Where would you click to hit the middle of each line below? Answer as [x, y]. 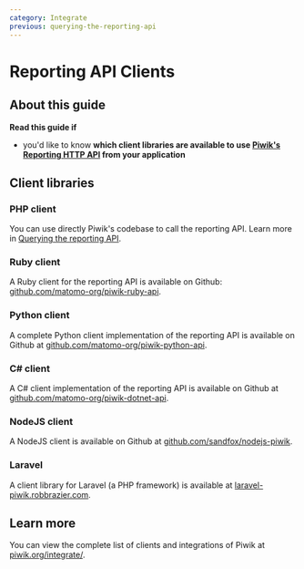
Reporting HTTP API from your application [104, 154]
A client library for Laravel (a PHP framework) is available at [121, 485]
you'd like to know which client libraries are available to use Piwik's [151, 145]
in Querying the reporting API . [66, 239]
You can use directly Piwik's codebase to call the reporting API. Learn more [151, 229]
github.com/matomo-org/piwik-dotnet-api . [89, 398]
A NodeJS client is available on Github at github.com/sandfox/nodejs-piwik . [151, 441]
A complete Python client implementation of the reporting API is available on [152, 335]
